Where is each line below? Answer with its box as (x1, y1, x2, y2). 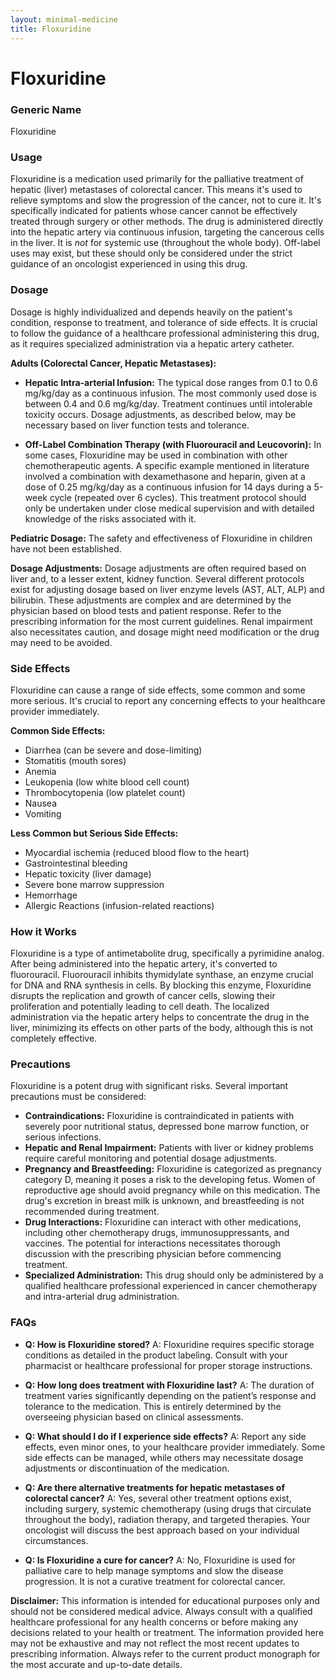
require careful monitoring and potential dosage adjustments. (24, 1152, 278, 1165)
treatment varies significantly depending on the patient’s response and (24, 1389, 317, 1401)
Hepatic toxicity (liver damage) (24, 867, 152, 880)
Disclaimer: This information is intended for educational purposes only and (10, 1594, 320, 1606)
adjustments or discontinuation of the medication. (24, 1462, 230, 1474)
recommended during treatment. (24, 1206, 160, 1218)
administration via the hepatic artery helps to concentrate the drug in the (10, 1011, 310, 1023)
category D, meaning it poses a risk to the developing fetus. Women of (24, 1174, 316, 1186)
